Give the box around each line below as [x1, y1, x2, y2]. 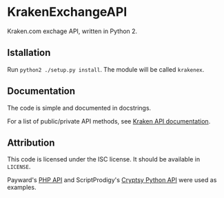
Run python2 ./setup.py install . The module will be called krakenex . [7, 65, 205, 73]
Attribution [7, 137, 55, 148]
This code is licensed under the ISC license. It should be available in [7, 155, 201, 164]
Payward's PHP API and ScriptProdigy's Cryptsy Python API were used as [7, 176, 217, 184]
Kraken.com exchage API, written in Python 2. [7, 27, 138, 35]
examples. [7, 184, 37, 192]
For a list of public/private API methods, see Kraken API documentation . [7, 117, 211, 125]
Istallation [7, 47, 51, 59]
